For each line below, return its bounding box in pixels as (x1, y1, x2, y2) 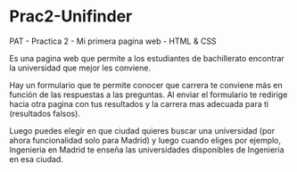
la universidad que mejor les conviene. (9, 62, 152, 73)
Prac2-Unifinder (9, 6, 133, 27)
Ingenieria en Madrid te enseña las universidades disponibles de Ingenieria (9, 144, 285, 155)
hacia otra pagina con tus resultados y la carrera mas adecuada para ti (9, 98, 269, 109)
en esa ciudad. (9, 153, 64, 164)
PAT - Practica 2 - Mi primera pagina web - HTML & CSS (9, 36, 217, 46)
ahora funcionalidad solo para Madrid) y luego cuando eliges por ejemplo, (9, 135, 282, 145)
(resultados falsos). (9, 108, 80, 119)
